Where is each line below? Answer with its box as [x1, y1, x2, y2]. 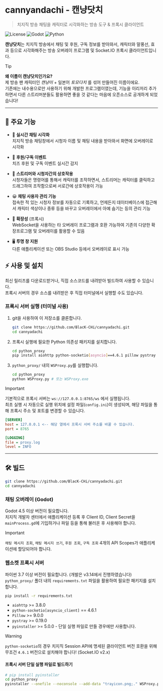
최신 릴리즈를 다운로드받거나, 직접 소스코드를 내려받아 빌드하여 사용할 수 [5, 277, 141, 283]
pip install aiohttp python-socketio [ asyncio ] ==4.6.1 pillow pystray [12, 353, 156, 358]
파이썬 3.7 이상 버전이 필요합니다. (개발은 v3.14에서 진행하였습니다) [5, 571, 132, 577]
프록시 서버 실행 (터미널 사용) [5, 303, 69, 310]
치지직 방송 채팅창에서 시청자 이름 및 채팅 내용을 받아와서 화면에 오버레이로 [12, 137, 154, 144]
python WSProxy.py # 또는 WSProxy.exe [12, 377, 89, 382]
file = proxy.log [5, 440, 40, 445]
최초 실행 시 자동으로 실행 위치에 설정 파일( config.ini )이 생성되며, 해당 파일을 [5, 402, 153, 407]
